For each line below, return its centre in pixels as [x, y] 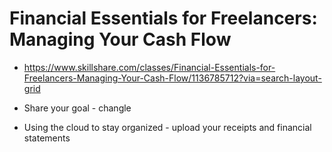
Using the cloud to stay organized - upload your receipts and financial [167, 127]
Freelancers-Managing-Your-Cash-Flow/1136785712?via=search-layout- [172, 78]
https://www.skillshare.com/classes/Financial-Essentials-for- [149, 67]
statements [47, 138]
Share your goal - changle [77, 108]
